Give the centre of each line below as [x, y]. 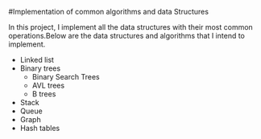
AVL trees [48, 85]
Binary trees [40, 68]
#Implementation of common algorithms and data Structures [109, 12]
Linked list [37, 60]
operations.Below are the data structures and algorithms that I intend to [127, 36]
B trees [44, 94]
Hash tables [40, 128]
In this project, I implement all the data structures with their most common [131, 27]
